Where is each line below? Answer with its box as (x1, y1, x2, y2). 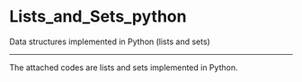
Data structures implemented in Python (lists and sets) (9, 36, 211, 47)
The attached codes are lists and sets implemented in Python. (9, 61, 238, 73)
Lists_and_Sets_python (9, 6, 187, 27)
